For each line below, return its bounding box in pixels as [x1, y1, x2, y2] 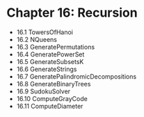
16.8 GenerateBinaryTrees [16, 79, 91, 88]
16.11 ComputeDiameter [16, 102, 83, 110]
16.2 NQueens [16, 35, 57, 43]
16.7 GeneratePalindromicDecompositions [16, 72, 137, 81]
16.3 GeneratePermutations [16, 42, 95, 51]
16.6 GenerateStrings [16, 65, 77, 73]
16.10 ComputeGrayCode [16, 94, 88, 102]
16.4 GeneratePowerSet [16, 50, 85, 58]
